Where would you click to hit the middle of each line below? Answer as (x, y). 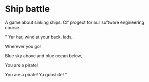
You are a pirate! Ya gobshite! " (36, 74)
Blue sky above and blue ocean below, (44, 56)
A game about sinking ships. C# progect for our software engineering (75, 22)
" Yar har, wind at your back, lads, (39, 37)
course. (13, 27)
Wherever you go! (23, 46)
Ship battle (28, 9)
